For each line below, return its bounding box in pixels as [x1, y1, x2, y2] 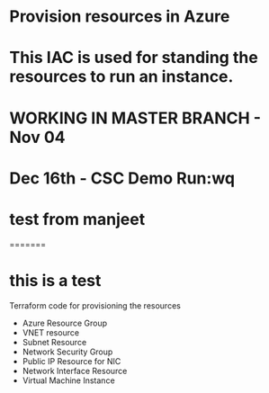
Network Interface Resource [22, 365, 128, 376]
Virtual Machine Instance [22, 375, 115, 386]
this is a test [9, 270, 102, 290]
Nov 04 [9, 127, 66, 147]
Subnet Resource [22, 336, 87, 347]
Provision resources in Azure [9, 6, 230, 27]
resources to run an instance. [9, 67, 234, 87]
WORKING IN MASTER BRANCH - [9, 108, 262, 128]
